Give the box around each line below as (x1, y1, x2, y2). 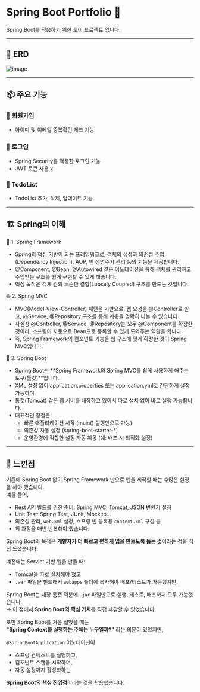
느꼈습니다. (12, 545, 39, 552)
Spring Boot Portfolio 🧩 (6, 5, 121, 19)
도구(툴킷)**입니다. (14, 374, 60, 382)
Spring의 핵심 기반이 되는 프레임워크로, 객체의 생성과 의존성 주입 (14, 251, 165, 258)
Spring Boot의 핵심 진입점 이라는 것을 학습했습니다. (6, 679, 125, 686)
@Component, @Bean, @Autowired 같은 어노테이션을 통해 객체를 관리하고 (14, 266, 192, 273)
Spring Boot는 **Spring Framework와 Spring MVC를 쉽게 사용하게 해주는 (14, 367, 189, 374)
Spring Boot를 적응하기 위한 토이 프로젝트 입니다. (6, 26, 121, 33)
